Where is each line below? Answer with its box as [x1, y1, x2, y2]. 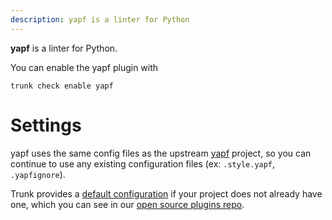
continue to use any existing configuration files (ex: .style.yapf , [10, 157, 276, 170]
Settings [10, 114, 82, 136]
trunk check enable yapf [10, 81, 114, 91]
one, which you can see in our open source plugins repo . [10, 198, 245, 210]
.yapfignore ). [10, 168, 66, 180]
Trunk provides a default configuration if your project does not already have [10, 187, 323, 200]
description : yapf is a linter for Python [10, 14, 190, 25]
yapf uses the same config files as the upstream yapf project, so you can [10, 147, 312, 159]
